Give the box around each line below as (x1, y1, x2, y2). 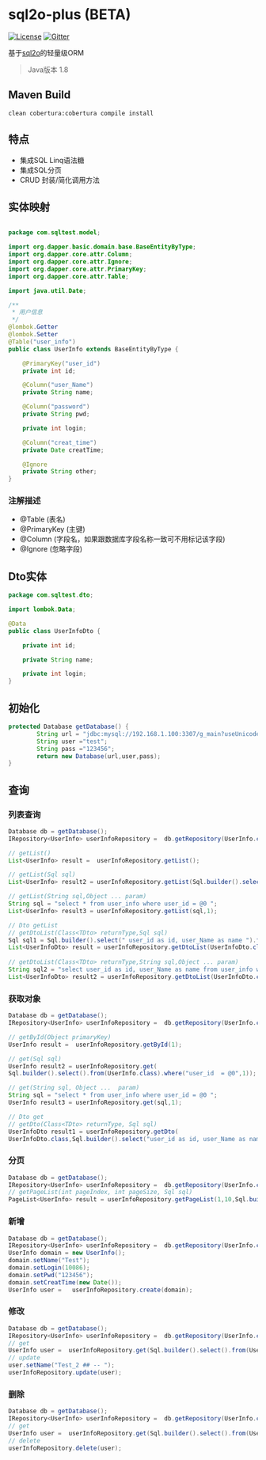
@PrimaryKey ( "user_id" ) (22, 359, 101, 367)
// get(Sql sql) (8, 1055, 62, 1063)
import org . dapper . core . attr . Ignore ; (8, 258, 133, 266)
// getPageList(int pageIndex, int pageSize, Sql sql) (8, 1189, 193, 1196)
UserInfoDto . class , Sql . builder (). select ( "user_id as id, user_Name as (8, 1135, 246, 1143)
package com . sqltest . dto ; (8, 591, 93, 599)
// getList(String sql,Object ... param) (8, 893, 147, 901)
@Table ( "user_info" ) (8, 338, 77, 346)
